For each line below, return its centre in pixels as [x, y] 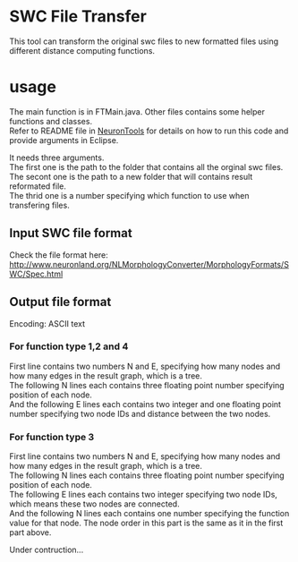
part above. [30, 532]
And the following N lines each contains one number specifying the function [149, 514]
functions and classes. [51, 121]
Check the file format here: [59, 255]
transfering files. [39, 205]
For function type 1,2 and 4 [69, 346]
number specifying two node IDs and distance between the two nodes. [140, 413]
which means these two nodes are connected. [95, 504]
